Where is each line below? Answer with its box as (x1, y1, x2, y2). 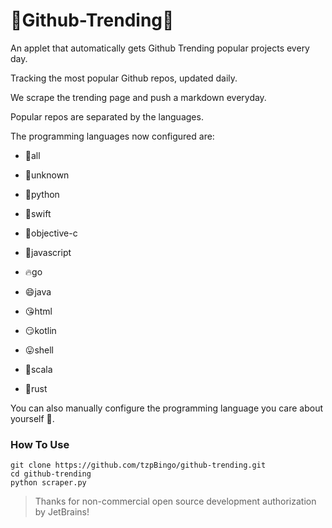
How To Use (10, 437, 70, 451)
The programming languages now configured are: (10, 130, 215, 142)
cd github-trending (10, 469, 92, 479)
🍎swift (24, 207, 52, 219)
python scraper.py (10, 478, 87, 488)
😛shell (24, 344, 55, 356)
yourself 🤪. (10, 412, 55, 424)
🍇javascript (24, 246, 72, 258)
